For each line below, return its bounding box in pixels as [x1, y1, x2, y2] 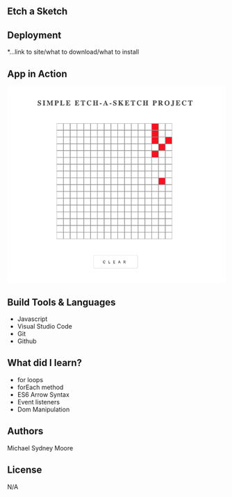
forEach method [17, 383, 64, 391]
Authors [7, 425, 44, 437]
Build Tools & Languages [7, 296, 116, 308]
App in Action [7, 68, 67, 79]
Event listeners [17, 397, 60, 406]
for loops [17, 375, 44, 384]
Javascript [17, 315, 48, 323]
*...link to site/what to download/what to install [7, 48, 140, 56]
